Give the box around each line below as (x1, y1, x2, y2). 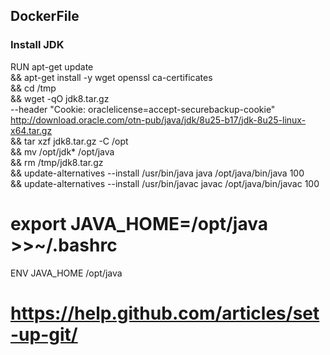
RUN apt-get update (10, 60, 94, 73)
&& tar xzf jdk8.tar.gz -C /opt (10, 135, 129, 147)
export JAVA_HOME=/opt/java (10, 212, 268, 235)
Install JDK (10, 38, 65, 52)
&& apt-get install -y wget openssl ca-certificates (10, 71, 213, 83)
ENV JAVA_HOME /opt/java (10, 267, 123, 279)
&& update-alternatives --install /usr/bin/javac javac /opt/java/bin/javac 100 (10, 177, 320, 189)
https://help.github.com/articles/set (10, 302, 320, 324)
